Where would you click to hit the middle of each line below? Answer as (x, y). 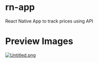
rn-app (20, 7)
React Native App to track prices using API (49, 21)
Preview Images (39, 41)
